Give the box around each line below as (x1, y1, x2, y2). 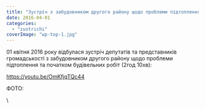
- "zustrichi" (12, 26, 48, 32)
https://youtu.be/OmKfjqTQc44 (6, 73, 85, 80)
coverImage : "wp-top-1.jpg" (6, 32, 78, 38)
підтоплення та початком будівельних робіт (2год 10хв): (6, 62, 153, 69)
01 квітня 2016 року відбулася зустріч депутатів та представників (6, 48, 177, 55)
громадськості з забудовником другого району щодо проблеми (6, 55, 173, 62)
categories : (6, 20, 37, 26)
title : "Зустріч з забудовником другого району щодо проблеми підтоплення (6, 9, 201, 15)
